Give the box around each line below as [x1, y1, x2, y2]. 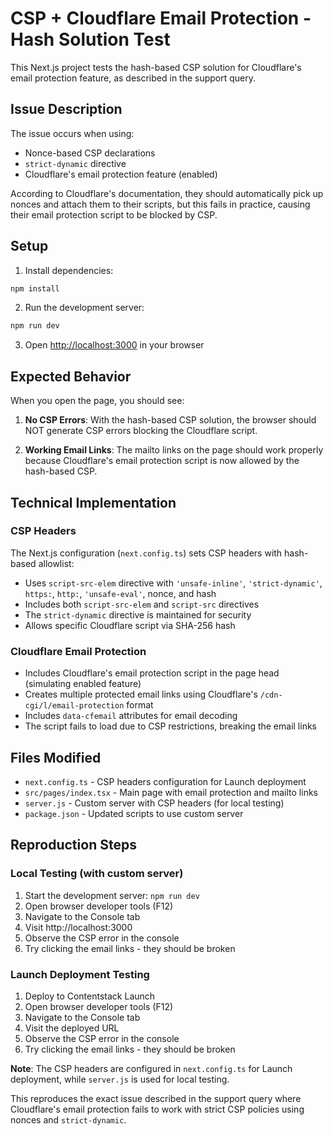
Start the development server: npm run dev [24, 889, 200, 901]
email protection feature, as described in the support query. [10, 72, 257, 84]
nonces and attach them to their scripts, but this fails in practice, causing [10, 198, 311, 210]
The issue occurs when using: [10, 127, 135, 139]
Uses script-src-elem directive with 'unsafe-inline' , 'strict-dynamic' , [24, 577, 323, 589]
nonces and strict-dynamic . [10, 1113, 127, 1126]
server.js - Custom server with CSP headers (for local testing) [24, 797, 285, 809]
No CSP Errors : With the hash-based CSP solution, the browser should [24, 414, 317, 426]
